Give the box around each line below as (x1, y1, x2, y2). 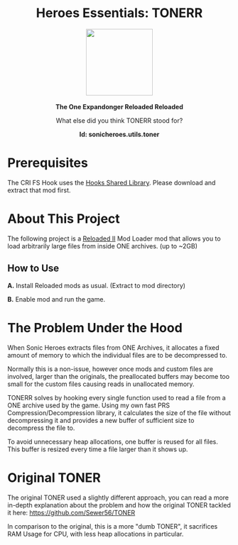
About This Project (7, 211, 121, 227)
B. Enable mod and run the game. (7, 294, 105, 303)
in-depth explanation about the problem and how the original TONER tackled (7, 500, 231, 509)
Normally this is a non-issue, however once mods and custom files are (7, 364, 213, 373)
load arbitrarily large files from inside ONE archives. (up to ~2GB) (7, 241, 198, 250)
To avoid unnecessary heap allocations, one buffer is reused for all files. (7, 437, 219, 446)
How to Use (7, 263, 60, 275)
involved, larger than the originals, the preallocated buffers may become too (7, 372, 229, 380)
